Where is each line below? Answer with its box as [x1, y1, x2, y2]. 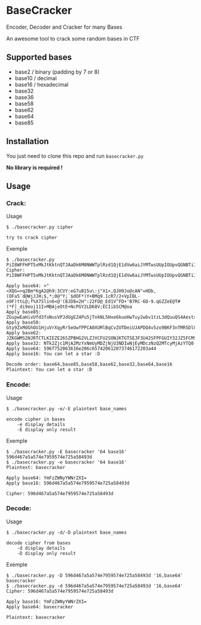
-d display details [17, 545, 66, 551]
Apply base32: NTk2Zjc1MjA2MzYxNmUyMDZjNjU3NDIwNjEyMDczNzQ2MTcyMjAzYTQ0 [6, 340, 194, 347]
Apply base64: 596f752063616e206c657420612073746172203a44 [6, 346, 157, 352]
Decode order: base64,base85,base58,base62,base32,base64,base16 [6, 361, 172, 368]
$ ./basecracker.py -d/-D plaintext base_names [6, 529, 127, 535]
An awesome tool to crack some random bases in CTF [6, 35, 140, 42]
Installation [6, 136, 49, 147]
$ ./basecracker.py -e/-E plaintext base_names [6, 406, 127, 411]
